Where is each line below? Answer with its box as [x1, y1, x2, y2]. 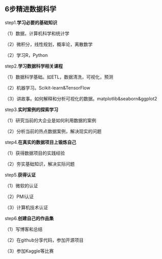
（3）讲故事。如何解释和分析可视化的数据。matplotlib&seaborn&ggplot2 [5, 95, 157, 101]
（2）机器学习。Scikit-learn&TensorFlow [5, 84, 90, 91]
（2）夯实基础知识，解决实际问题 [5, 161, 75, 167]
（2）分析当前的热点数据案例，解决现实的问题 [5, 128, 102, 134]
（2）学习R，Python [5, 52, 48, 58]
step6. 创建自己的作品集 [5, 215, 54, 221]
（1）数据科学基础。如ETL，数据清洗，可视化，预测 [5, 74, 113, 80]
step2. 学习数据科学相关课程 [5, 63, 63, 69]
